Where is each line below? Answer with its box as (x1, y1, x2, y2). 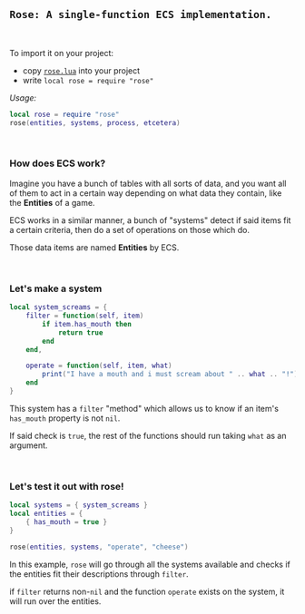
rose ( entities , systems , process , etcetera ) (9, 118, 181, 127)
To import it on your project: (9, 47, 114, 58)
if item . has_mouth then (42, 319, 132, 328)
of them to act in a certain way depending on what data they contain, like (9, 187, 282, 199)
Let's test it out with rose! (9, 480, 124, 492)
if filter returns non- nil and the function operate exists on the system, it (9, 586, 285, 597)
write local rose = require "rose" (22, 74, 154, 85)
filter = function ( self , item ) (25, 311, 144, 321)
